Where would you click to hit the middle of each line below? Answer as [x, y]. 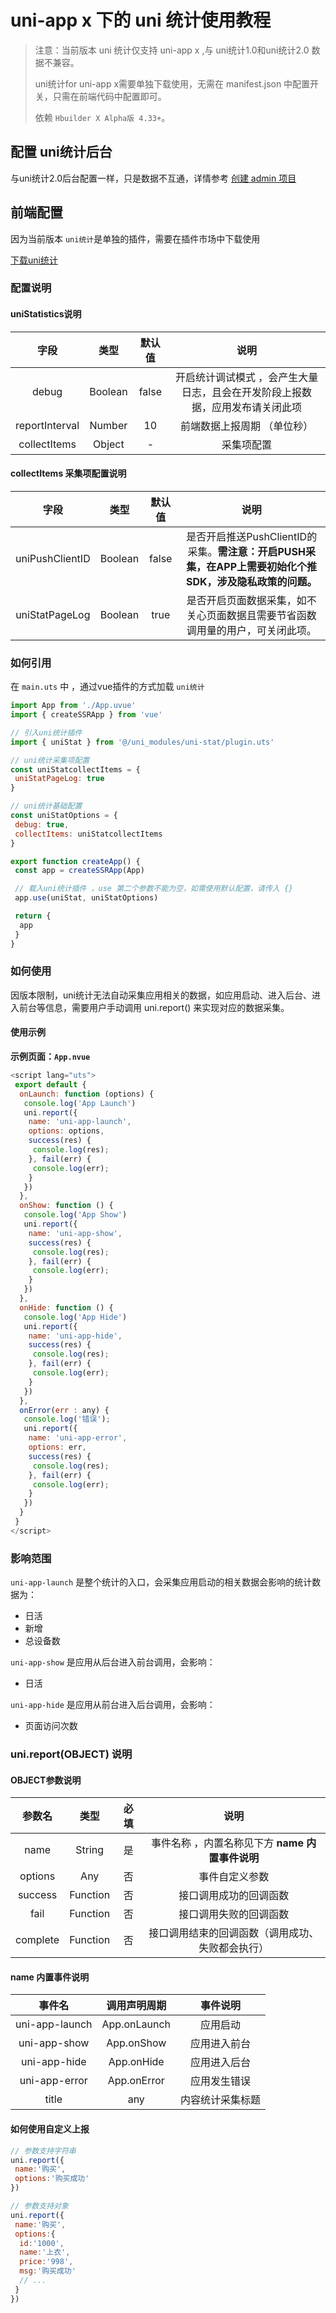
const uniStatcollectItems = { [75, 769]
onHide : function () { [66, 1307]
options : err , [57, 1447]
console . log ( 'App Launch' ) [80, 1103]
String [90, 1850]
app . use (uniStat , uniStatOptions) [86, 898]
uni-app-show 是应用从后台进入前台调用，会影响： [113, 1662]
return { [33, 916]
